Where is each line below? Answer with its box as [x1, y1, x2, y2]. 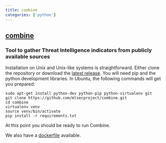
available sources [5, 53, 50, 60]
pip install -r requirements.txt [5, 113, 77, 118]
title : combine [5, 7, 38, 13]
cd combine [5, 100, 29, 105]
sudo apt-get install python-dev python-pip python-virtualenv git [5, 91, 153, 96]
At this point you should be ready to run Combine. [5, 122, 111, 129]
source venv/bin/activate [5, 109, 60, 114]
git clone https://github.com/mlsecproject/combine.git [5, 95, 127, 100]
